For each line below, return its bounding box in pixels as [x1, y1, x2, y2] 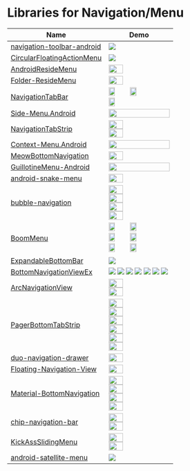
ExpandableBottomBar [10, 255, 84, 265]
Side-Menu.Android [10, 108, 76, 118]
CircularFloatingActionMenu [10, 53, 102, 62]
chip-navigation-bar [10, 417, 79, 427]
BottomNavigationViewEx [10, 267, 93, 277]
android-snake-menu [10, 173, 82, 183]
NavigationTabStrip [10, 123, 73, 133]
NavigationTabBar [10, 92, 68, 101]
